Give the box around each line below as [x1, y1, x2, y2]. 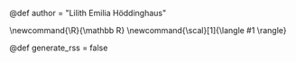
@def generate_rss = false [9, 42, 108, 53]
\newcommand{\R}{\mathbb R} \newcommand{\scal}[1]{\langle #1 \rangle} [9, 25, 287, 35]
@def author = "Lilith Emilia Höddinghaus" [9, 8, 167, 18]
